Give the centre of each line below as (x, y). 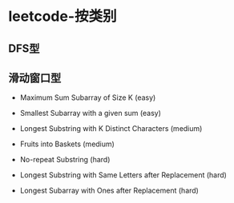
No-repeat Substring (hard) (65, 160)
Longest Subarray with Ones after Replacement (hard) (109, 191)
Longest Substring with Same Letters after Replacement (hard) (123, 175)
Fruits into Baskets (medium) (67, 144)
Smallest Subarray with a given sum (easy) (91, 113)
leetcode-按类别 (63, 16)
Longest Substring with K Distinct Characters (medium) (111, 129)
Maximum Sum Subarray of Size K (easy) (88, 98)
